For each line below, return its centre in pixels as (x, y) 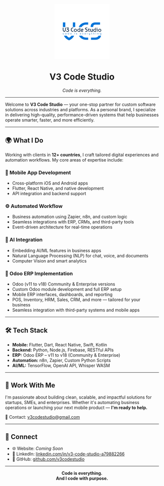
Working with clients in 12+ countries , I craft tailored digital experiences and (82, 155)
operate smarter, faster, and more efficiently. (50, 120)
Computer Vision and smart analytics (49, 261)
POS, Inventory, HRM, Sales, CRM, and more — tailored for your (76, 300)
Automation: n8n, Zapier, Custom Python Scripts (61, 360)
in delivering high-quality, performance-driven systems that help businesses (82, 115)
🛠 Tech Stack (26, 331)
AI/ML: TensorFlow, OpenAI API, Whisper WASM (61, 365)
